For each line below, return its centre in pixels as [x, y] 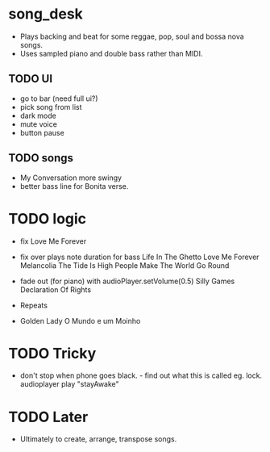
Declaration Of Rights [55, 289]
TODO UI [31, 79]
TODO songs [41, 158]
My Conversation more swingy [71, 178]
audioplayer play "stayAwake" [69, 384]
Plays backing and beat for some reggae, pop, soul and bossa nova [132, 36]
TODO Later [48, 417]
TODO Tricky [52, 353]
